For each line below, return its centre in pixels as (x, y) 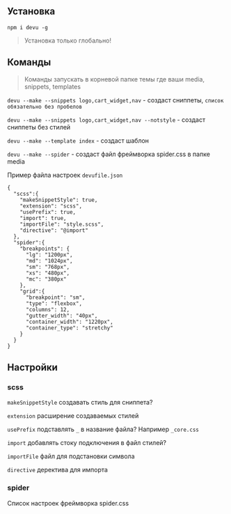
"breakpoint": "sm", (55, 297)
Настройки (32, 367)
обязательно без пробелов (45, 107)
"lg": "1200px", (49, 255)
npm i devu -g (28, 27)
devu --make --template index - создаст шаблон (78, 140)
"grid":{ (32, 291)
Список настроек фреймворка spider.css (68, 503)
